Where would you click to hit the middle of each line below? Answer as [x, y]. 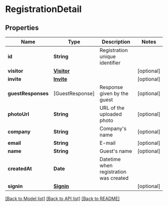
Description [116, 42]
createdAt [20, 169]
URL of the [112, 108]
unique [107, 56]
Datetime [110, 159]
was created [114, 178]
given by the [114, 93]
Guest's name [116, 151]
